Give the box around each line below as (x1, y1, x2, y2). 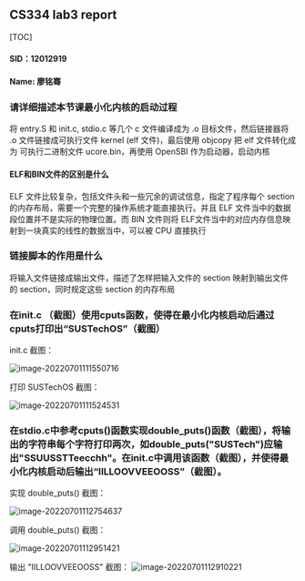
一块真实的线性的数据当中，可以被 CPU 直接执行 (25, 225, 207, 236)
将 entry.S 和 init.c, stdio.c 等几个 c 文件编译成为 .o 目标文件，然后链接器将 (9, 123, 290, 135)
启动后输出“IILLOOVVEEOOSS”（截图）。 (46, 465, 228, 478)
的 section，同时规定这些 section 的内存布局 (9, 283, 176, 294)
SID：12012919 (9, 54, 67, 65)
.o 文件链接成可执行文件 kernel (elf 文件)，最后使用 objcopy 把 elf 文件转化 (9, 135, 289, 146)
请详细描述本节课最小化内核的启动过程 (9, 100, 178, 113)
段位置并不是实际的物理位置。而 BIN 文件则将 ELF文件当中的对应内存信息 (9, 213, 283, 224)
